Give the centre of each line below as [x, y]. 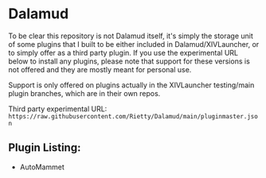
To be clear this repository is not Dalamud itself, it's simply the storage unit [131, 36]
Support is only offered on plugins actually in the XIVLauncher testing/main [131, 85]
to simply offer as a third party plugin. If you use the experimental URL [123, 52]
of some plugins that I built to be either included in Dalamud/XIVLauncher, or [134, 44]
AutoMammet [42, 167]
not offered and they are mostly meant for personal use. [100, 69]
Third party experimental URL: [58, 109]
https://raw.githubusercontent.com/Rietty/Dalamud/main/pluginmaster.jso [133, 116]
